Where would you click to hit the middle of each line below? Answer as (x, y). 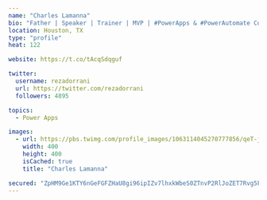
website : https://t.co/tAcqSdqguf (66, 60)
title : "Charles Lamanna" (66, 169)
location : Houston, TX (46, 30)
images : (21, 132)
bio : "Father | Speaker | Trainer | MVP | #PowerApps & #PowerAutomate (129, 23)
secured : (23, 183)
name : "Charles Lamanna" (49, 15)
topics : (21, 110)
